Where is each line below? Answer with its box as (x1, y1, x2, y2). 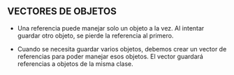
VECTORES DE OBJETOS (7, 6, 117, 17)
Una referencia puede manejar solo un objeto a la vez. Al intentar (17, 24, 205, 32)
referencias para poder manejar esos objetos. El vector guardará (17, 52, 204, 60)
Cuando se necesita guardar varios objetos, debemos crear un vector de (17, 44, 227, 53)
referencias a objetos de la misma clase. (17, 59, 134, 68)
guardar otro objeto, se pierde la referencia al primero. (17, 31, 174, 40)
